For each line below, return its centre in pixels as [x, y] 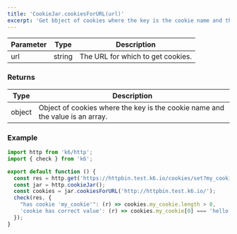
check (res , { [33, 198]
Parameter [29, 45]
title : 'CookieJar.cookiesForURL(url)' [66, 14]
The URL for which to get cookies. [136, 56]
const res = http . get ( [47, 178]
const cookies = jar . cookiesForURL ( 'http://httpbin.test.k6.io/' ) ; [115, 192]
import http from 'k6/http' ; [50, 153]
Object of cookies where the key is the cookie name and [131, 107]
